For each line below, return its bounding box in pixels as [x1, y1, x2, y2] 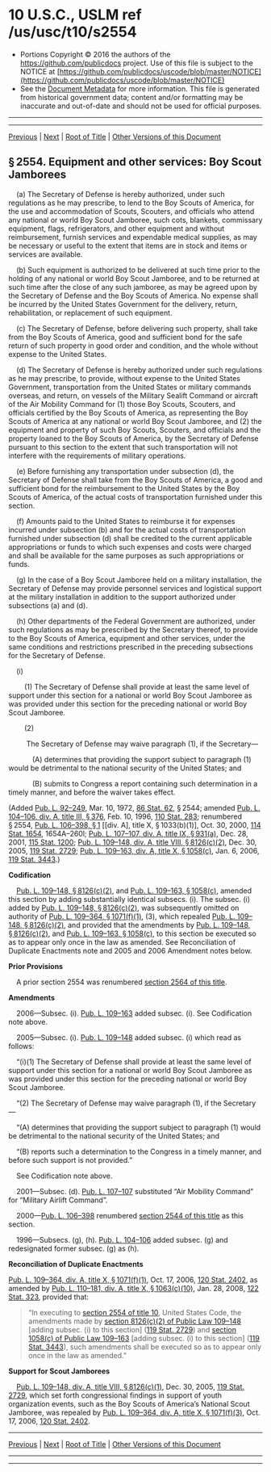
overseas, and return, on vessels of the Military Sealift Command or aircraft [8, 390, 258, 401]
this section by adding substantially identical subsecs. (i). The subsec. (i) [8, 894, 251, 904]
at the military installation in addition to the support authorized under [8, 592, 236, 602]
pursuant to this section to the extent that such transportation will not [8, 442, 238, 451]
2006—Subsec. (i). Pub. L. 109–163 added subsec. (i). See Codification [15, 1008, 252, 1018]
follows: [8, 1041, 35, 1051]
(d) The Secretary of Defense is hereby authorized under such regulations [15, 365, 262, 375]
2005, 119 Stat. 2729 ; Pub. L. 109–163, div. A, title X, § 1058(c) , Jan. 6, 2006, [8, 845, 260, 855]
